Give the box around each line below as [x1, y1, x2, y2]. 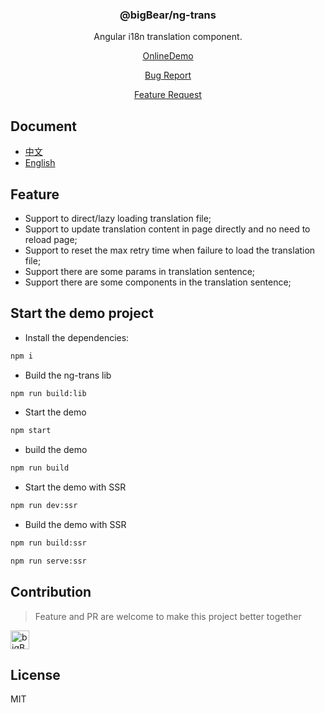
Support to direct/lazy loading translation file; [24, 212, 212, 224]
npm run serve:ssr [10, 556, 87, 566]
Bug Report [144, 69, 192, 82]
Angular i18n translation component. [93, 31, 243, 43]
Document [10, 118, 77, 135]
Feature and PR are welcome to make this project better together [34, 610, 302, 622]
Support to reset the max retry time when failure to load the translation [24, 244, 316, 256]
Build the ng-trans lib [24, 369, 112, 381]
